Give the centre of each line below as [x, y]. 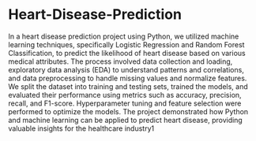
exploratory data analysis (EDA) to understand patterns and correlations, [126, 69]
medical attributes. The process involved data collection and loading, [120, 61]
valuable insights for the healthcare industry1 [81, 128]
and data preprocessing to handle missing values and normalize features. [128, 78]
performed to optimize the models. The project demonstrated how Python [128, 111]
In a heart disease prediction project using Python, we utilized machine [124, 36]
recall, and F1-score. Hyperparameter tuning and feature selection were [125, 103]
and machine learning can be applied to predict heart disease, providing [125, 120]
